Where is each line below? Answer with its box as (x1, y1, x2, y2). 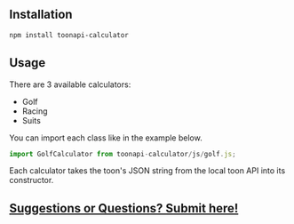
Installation (9, 7, 73, 22)
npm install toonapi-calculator (9, 30, 129, 39)
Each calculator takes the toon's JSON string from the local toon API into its (9, 165, 286, 176)
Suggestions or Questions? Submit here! (9, 200, 239, 216)
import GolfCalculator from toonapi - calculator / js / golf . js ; (9, 149, 237, 158)
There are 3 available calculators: (9, 79, 131, 90)
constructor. (9, 175, 54, 186)
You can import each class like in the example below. (9, 132, 203, 143)
